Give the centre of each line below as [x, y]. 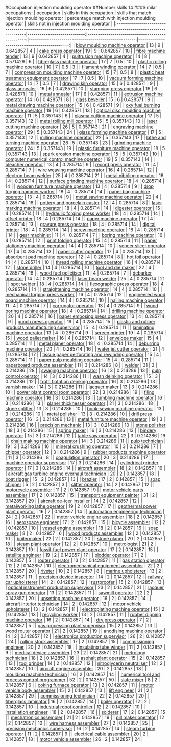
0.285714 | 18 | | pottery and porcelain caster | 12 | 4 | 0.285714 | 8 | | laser [84, 203]
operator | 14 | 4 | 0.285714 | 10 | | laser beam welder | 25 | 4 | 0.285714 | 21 [85, 278]
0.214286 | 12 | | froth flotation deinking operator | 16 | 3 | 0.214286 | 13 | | [83, 381]
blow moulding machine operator [111, 45]
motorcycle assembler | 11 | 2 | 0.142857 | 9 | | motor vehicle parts [75, 490]
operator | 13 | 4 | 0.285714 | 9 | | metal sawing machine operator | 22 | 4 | [83, 197]
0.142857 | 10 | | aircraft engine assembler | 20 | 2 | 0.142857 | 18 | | [76, 669]
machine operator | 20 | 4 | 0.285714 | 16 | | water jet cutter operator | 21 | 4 [85, 349]
